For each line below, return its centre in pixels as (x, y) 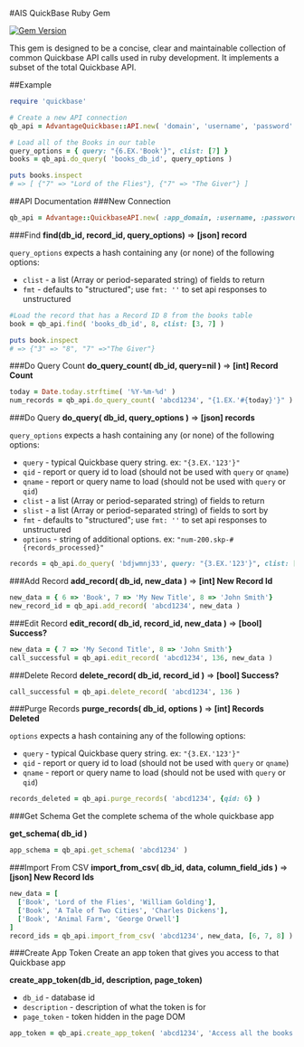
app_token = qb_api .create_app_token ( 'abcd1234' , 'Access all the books (152, 1033)
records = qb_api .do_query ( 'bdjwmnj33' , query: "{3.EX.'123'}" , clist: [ (153, 564)
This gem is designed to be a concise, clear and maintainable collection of (148, 48)
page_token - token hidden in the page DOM (104, 1017)
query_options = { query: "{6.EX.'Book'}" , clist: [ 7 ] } (119, 151)
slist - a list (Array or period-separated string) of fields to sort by (145, 511)
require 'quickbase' (48, 101)
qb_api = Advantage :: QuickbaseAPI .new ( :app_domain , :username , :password (153, 218)
